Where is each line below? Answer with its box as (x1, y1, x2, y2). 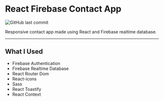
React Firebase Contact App (5, 3, 122, 15)
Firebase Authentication (12, 60, 61, 66)
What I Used (5, 48, 43, 56)
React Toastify (12, 86, 41, 92)
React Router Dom (12, 70, 49, 76)
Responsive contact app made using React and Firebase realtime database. (5, 29, 157, 34)
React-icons (12, 76, 37, 82)
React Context (12, 91, 41, 97)
